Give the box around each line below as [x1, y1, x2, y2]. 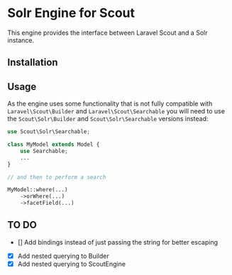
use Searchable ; [20, 147, 69, 155]
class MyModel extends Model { [7, 141, 100, 148]
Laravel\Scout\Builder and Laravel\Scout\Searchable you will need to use [7, 107, 226, 116]
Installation [7, 57, 58, 69]
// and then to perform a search [7, 174, 106, 181]
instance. [7, 35, 35, 44]
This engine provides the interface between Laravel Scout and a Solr [7, 28, 208, 37]
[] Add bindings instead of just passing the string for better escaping [17, 237, 219, 246]
